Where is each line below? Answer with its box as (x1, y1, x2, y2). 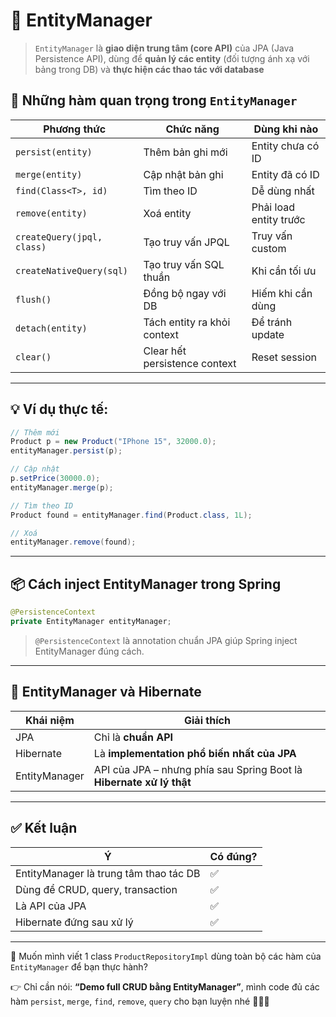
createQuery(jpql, (15, 231, 103, 243)
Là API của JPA (15, 899, 87, 913)
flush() (15, 294, 52, 305)
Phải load (251, 200, 295, 214)
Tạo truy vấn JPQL (143, 235, 230, 249)
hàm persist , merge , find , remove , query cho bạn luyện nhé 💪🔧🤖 (10, 995, 270, 1007)
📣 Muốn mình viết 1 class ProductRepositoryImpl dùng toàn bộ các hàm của (10, 950, 322, 962)
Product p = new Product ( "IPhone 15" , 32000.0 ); (10, 437, 217, 447)
